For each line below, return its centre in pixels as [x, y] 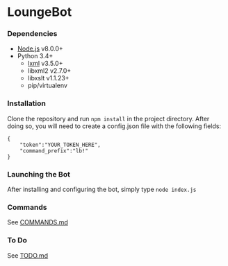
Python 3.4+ [35, 56]
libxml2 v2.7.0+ [49, 71]
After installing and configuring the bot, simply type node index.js [102, 189]
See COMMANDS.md [38, 222]
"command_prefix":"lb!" [54, 151]
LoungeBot [40, 12]
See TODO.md [28, 255]
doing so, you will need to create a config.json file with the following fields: [114, 126]
